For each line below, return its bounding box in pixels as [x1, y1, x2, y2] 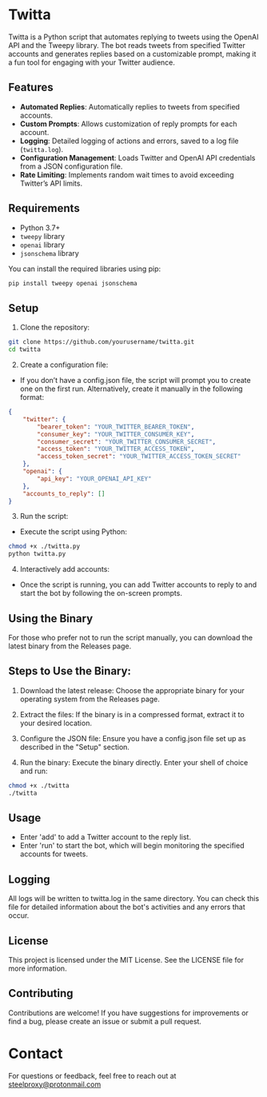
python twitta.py [8, 550, 66, 558]
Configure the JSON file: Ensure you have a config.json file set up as [19, 733, 246, 743]
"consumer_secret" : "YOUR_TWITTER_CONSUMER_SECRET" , [37, 437, 217, 445]
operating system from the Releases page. [19, 694, 160, 704]
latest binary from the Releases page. [8, 641, 132, 651]
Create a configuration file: [19, 360, 109, 369]
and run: [19, 766, 48, 776]
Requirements [8, 201, 80, 215]
